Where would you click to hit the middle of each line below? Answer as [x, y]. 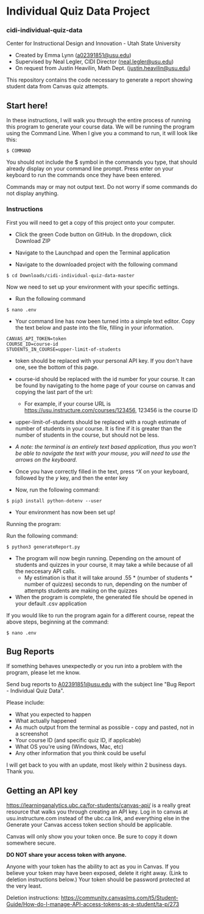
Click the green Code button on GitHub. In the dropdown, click [93, 234]
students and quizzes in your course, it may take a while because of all [104, 564]
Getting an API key [42, 791]
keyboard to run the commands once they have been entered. [84, 175]
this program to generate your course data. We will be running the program [100, 127]
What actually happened [46, 721]
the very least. [24, 886]
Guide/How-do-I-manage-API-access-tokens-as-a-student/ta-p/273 [93, 904]
